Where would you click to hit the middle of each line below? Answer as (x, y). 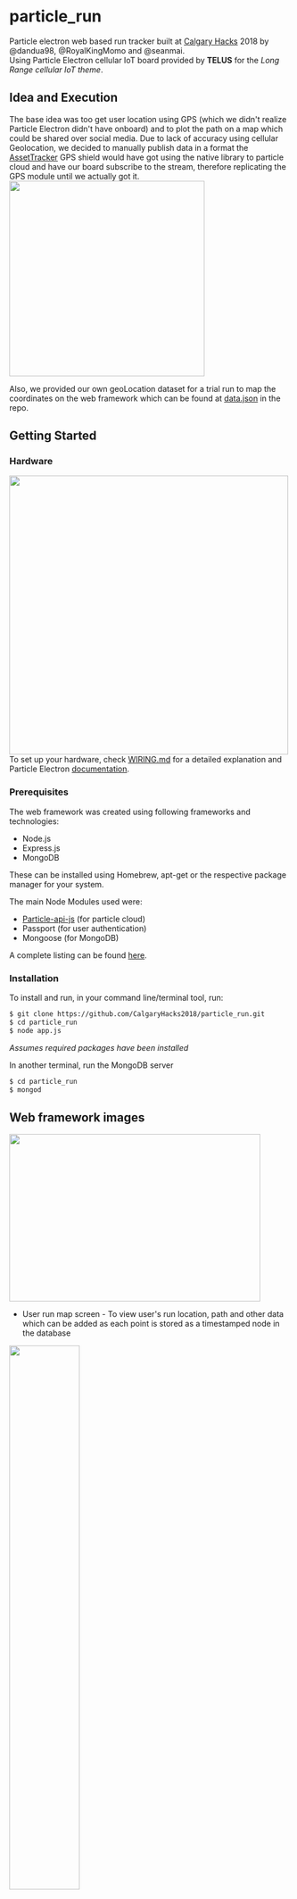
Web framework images (77, 1117)
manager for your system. (57, 884)
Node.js (37, 838)
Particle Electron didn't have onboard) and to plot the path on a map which (146, 129)
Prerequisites (39, 792)
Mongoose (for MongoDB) (70, 937)
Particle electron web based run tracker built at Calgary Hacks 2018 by (139, 41)
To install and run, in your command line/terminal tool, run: (116, 998)
